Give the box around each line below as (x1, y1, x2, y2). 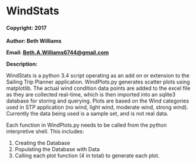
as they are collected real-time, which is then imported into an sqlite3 (6, 91, 176, 98)
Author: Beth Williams (6, 38, 62, 45)
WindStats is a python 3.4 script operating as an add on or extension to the (6, 72, 190, 79)
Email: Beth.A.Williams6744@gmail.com (6, 49, 109, 56)
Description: (6, 61, 37, 68)
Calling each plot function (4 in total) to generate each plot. (14, 152, 160, 159)
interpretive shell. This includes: (6, 128, 84, 135)
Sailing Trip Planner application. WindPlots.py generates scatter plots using (6, 79, 190, 86)
